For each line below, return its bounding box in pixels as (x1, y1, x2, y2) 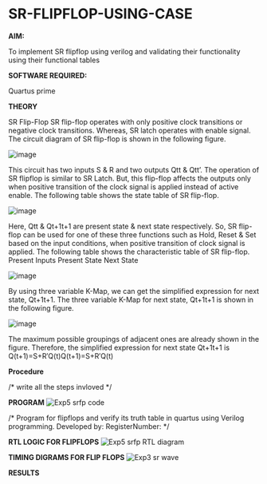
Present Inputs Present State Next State (8, 255, 139, 264)
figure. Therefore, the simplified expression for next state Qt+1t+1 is (8, 343, 230, 352)
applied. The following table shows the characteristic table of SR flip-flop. (8, 247, 250, 256)
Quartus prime (8, 85, 56, 96)
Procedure (8, 367, 44, 376)
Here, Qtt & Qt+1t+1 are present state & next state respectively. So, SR (8, 221, 238, 231)
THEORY (8, 101, 38, 111)
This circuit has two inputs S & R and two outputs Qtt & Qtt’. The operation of (8, 165, 260, 174)
